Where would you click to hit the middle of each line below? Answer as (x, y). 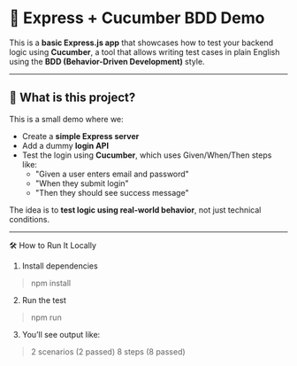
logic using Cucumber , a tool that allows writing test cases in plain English (145, 51)
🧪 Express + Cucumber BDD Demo (137, 18)
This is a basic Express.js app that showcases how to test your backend (141, 43)
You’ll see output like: (61, 334)
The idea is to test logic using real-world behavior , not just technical (135, 210)
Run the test (44, 300)
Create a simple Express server (80, 136)
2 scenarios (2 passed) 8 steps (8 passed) (108, 351)
